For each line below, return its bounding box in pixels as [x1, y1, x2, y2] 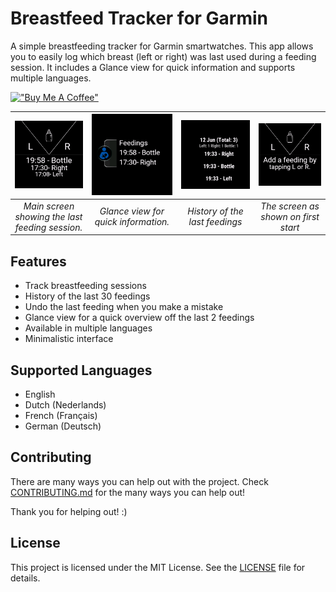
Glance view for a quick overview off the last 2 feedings [24, 312, 255, 324]
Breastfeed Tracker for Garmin [10, 7, 269, 30]
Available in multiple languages [24, 322, 153, 334]
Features [10, 253, 67, 270]
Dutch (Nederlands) [24, 398, 107, 411]
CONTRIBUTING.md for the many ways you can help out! [10, 486, 246, 498]
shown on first [260, 210, 320, 222]
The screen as [260, 200, 320, 212]
